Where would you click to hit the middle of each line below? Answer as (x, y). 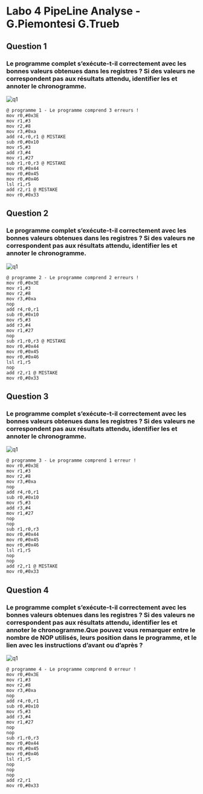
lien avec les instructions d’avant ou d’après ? (75, 645)
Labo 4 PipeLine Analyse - (73, 11)
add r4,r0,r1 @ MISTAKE (36, 137)
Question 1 (27, 46)
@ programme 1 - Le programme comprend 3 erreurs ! (72, 110)
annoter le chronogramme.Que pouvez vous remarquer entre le (101, 630)
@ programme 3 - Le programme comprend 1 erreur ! (71, 460)
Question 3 (27, 396)
